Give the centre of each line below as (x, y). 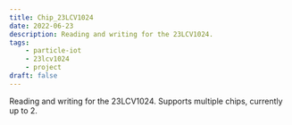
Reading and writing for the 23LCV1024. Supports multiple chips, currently (146, 101)
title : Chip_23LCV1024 (51, 17)
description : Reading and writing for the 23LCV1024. (112, 34)
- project (44, 68)
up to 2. (24, 110)
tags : (19, 42)
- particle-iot (54, 51)
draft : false (33, 76)
